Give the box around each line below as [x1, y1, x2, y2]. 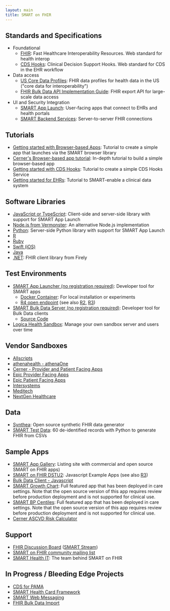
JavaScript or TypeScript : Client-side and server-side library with [12, 211, 151, 217]
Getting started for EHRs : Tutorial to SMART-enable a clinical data [12, 177, 152, 183]
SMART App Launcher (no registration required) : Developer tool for [12, 283, 155, 289]
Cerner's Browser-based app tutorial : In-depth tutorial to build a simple [12, 155, 163, 162]
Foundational [12, 45, 40, 51]
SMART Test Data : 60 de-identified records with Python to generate [12, 427, 156, 433]
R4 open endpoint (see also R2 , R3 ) [20, 299, 96, 305]
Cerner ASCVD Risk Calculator [12, 516, 78, 522]
